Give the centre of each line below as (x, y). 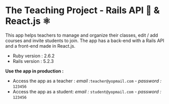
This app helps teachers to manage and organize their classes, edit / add (82, 35)
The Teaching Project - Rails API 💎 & (83, 10)
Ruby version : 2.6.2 (34, 56)
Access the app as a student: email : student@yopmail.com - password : (87, 91)
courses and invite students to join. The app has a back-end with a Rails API (85, 41)
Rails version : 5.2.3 (33, 61)
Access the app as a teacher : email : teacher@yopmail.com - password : (87, 81)
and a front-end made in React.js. (40, 46)
